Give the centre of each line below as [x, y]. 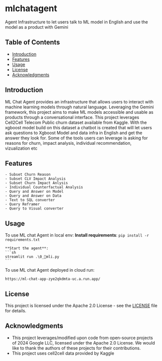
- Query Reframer [22, 205]
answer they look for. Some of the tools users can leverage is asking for [76, 138]
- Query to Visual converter [34, 209]
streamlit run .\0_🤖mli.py [32, 257]
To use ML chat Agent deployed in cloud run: [50, 270]
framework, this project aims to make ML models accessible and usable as [79, 112]
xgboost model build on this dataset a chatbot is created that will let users [79, 127]
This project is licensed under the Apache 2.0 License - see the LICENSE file [81, 306]
